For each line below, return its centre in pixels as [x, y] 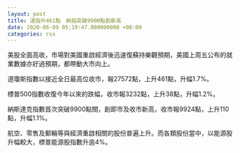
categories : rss [31, 34]
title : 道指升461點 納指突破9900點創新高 [64, 21]
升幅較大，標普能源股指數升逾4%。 [60, 142]
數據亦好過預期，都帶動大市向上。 [64, 64]
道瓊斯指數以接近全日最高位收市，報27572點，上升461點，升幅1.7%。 [110, 79]
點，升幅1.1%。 [29, 118]
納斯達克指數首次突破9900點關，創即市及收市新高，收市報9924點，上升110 [118, 109]
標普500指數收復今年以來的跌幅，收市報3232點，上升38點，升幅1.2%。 [113, 94]
